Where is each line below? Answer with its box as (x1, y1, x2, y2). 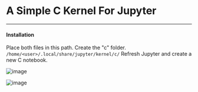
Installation (6, 31, 34, 38)
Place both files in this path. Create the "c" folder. (6, 44, 127, 51)
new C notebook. (6, 57, 48, 64)
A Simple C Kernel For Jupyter (6, 4, 157, 18)
